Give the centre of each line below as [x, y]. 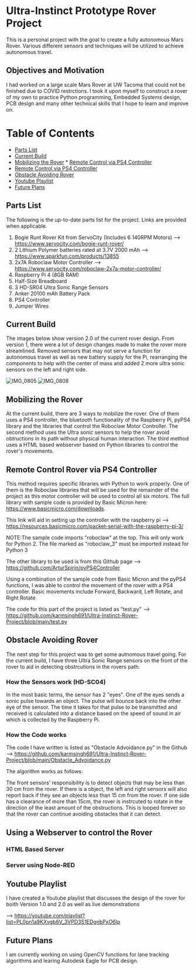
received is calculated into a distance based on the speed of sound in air [94, 713]
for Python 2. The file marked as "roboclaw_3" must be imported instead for [97, 544]
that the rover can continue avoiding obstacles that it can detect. [84, 814]
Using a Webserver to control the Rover [79, 832]
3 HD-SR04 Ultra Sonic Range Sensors [61, 287]
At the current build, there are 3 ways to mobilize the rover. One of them [93, 414]
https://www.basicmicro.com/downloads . [56, 508]
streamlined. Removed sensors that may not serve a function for [83, 351]
